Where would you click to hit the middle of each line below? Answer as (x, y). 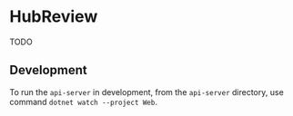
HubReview (54, 17)
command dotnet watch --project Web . (83, 101)
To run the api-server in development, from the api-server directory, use (146, 92)
